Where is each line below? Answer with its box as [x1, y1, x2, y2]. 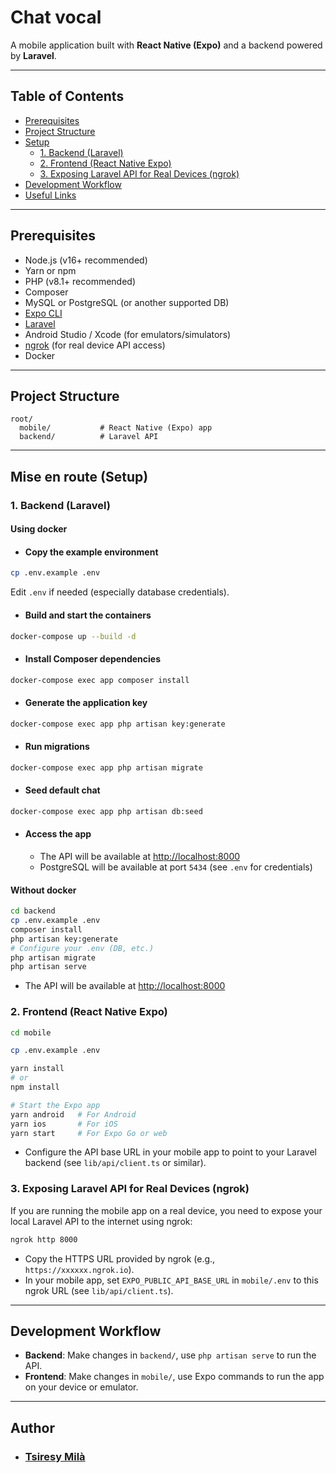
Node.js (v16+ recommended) [24, 254, 148, 266]
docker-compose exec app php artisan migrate [10, 762, 203, 773]
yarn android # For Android [10, 1109, 137, 1120]
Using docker [10, 523, 68, 535]
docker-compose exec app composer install [10, 675, 190, 685]
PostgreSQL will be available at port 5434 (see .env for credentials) [39, 861, 313, 873]
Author [10, 1419, 55, 1436]
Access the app [24, 828, 92, 840]
